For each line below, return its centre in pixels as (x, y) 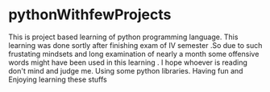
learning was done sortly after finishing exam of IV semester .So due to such (135, 45)
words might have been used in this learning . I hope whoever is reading (128, 62)
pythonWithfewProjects (90, 15)
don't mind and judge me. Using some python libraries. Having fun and (126, 70)
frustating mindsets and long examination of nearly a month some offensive (134, 54)
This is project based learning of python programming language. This (123, 37)
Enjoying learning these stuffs (58, 79)
